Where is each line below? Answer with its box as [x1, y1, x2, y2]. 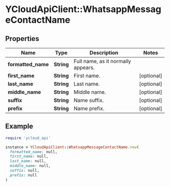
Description [89, 49, 119, 56]
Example [5, 122, 33, 131]
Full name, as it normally [73, 58, 132, 65]
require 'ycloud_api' [5, 135, 51, 141]
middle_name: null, [10, 163, 51, 168]
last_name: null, [10, 159, 47, 164]
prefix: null [10, 172, 37, 177]
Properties [5, 34, 39, 43]
